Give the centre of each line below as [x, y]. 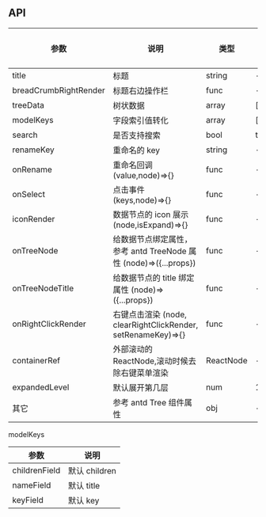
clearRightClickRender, [156, 325]
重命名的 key [137, 150]
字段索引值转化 [141, 120]
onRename [32, 169]
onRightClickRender [49, 324]
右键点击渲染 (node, [150, 314]
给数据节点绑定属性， [152, 239]
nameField [32, 485]
